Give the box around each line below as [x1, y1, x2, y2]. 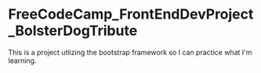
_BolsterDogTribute [8, 22, 138, 40]
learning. [8, 56, 37, 65]
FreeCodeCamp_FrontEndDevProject [8, 5, 254, 23]
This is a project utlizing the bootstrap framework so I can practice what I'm [8, 47, 252, 57]
